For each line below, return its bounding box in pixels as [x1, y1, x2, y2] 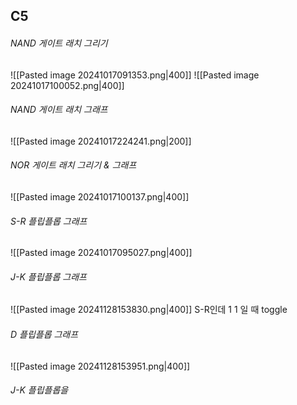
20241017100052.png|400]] [10, 79, 125, 91]
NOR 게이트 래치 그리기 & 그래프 [10, 159, 137, 171]
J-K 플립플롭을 [10, 384, 69, 396]
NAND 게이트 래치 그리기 [10, 37, 108, 49]
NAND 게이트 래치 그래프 [10, 104, 108, 116]
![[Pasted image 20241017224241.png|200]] [10, 135, 192, 147]
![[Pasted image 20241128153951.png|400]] [10, 360, 191, 372]
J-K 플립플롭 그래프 [10, 270, 87, 283]
